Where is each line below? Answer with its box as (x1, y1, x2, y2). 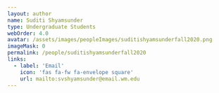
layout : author (7, 10, 52, 17)
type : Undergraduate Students (7, 23, 96, 30)
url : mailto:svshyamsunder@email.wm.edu (20, 75, 140, 83)
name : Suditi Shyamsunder (7, 17, 83, 24)
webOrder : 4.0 (7, 29, 49, 37)
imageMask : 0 (7, 43, 46, 50)
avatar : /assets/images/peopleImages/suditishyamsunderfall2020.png (7, 36, 213, 43)
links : (7, 56, 27, 63)
